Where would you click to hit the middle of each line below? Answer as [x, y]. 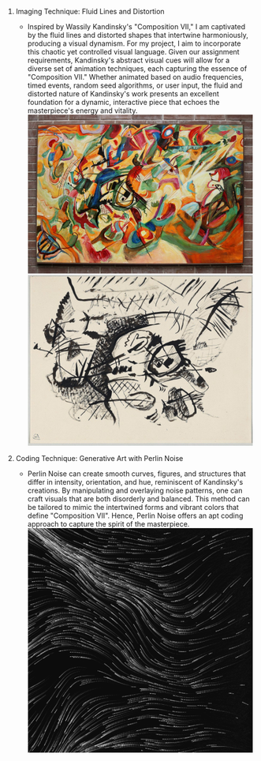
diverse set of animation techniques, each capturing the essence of [137, 69]
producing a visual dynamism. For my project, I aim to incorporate [134, 43]
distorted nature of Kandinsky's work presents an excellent [123, 94]
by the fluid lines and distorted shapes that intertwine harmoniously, [138, 35]
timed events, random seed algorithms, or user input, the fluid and [135, 85]
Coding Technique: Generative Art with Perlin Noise [99, 458]
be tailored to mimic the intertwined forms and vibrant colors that [133, 507]
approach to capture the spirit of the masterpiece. [108, 523]
